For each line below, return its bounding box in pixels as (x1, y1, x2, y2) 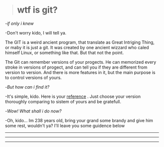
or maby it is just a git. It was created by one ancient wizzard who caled (5, 44, 149, 50)
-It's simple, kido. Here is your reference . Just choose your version (5, 93, 141, 99)
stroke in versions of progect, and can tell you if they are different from (5, 64, 147, 70)
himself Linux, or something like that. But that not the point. (5, 50, 124, 55)
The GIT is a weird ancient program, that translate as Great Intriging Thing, (5, 39, 155, 45)
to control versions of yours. (5, 74, 62, 80)
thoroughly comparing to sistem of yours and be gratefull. (5, 98, 121, 104)
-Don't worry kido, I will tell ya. (5, 30, 67, 36)
